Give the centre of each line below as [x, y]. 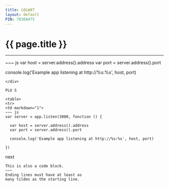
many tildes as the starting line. [43, 179]
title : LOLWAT [20, 10]
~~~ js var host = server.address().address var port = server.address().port [83, 63]
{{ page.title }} [36, 44]
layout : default [22, 15]
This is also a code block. [35, 166]
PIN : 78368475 [20, 19]
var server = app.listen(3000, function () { [54, 117]
